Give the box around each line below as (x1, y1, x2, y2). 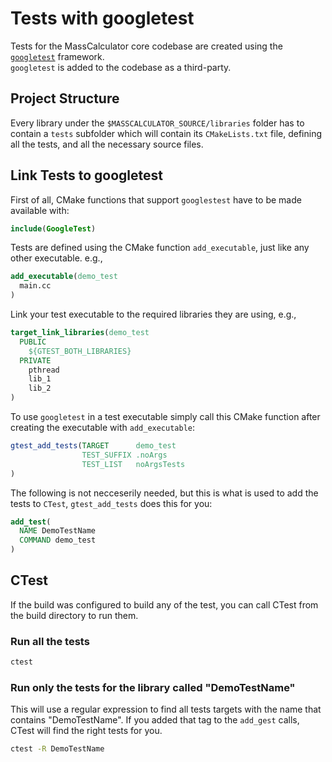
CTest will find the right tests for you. (10, 725, 163, 737)
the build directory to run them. (10, 609, 139, 621)
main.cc (19, 281, 52, 291)
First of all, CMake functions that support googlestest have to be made (10, 193, 302, 206)
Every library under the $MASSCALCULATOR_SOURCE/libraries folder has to (10, 117, 305, 129)
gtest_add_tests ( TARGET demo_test (10, 441, 177, 451)
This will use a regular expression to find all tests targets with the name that (10, 703, 322, 716)
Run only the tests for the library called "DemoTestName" (10, 680, 296, 694)
